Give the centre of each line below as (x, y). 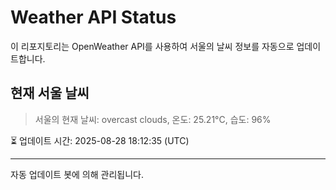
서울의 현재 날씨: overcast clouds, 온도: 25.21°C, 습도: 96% (153, 119)
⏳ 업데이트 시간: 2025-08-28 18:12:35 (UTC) (100, 140)
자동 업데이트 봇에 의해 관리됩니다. (77, 174)
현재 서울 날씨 (50, 93)
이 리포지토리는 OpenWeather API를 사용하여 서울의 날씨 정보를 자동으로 (152, 46)
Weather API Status (93, 17)
